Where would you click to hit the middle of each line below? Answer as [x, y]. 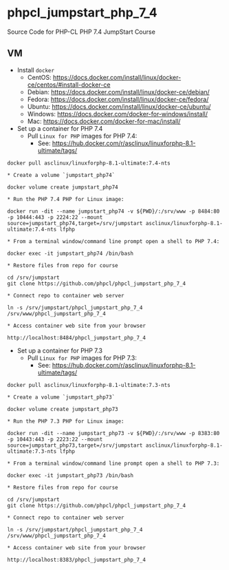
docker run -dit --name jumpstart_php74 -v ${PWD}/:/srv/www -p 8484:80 [113, 211]
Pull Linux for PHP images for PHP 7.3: [82, 358]
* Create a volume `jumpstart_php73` [61, 397]
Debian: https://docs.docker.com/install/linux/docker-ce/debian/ [118, 92]
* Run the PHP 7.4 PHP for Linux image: [66, 199]
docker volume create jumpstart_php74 [63, 187]
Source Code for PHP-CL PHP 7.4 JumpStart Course [81, 32]
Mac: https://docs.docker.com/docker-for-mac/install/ [104, 121]
